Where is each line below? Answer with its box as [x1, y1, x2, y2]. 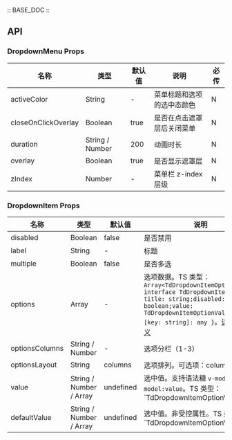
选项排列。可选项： [144, 360, 206, 369]
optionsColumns [10, 343, 64, 353]
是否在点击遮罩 [154, 113, 203, 122]
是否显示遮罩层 [154, 156, 203, 165]
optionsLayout [10, 360, 57, 369]
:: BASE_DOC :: [7, 6, 50, 14]
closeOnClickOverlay [10, 118, 79, 127]
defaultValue [10, 412, 52, 422]
